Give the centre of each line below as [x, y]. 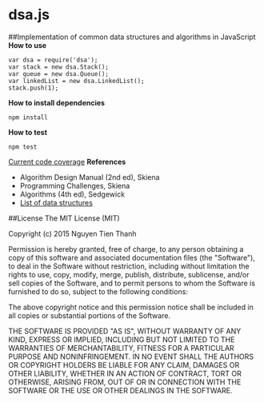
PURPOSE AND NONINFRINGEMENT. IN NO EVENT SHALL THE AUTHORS [131, 356]
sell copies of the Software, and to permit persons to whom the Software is [132, 283]
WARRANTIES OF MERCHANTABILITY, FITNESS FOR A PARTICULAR [121, 348]
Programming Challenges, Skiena [75, 185]
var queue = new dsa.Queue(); [59, 74]
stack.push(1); [34, 88]
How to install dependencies [57, 102]
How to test [28, 132]
